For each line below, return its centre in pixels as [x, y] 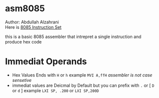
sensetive [22, 80]
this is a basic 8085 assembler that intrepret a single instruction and [73, 37]
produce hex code [23, 41]
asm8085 [25, 9]
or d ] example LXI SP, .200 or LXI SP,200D [55, 90]
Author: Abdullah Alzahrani [32, 22]
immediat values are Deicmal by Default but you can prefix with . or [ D [83, 85]
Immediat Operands [46, 62]
